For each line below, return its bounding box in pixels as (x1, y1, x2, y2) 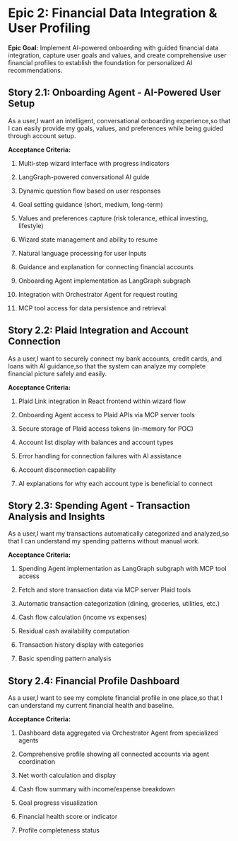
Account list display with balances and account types (18, 438, 174, 446)
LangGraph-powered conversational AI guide (18, 172, 150, 181)
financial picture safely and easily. (8, 369, 107, 378)
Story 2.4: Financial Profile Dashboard (8, 675, 180, 687)
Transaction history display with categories (18, 640, 144, 649)
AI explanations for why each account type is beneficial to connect (18, 479, 213, 487)
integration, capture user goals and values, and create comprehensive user (8, 51, 227, 60)
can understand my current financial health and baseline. (8, 701, 174, 710)
